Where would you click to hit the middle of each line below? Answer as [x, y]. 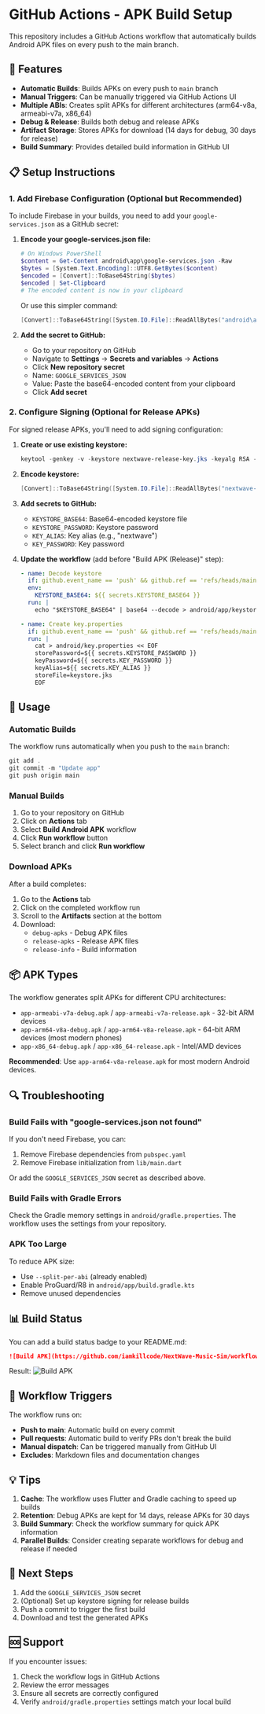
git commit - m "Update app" [55, 768]
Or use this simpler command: [69, 305]
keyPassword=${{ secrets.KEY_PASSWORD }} [103, 661]
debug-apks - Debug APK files [80, 932]
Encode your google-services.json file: [86, 239]
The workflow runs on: [46, 1415]
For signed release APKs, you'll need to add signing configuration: [116, 429]
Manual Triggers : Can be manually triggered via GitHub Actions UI [128, 97]
